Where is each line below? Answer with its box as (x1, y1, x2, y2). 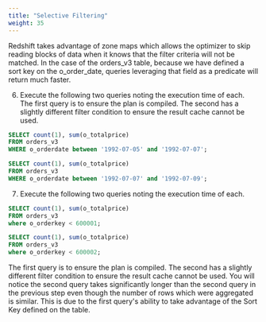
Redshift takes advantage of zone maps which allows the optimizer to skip (8, 41, 251, 50)
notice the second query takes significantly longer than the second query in (8, 280, 256, 289)
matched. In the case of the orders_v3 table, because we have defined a (8, 57, 245, 68)
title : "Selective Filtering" (8, 11, 109, 20)
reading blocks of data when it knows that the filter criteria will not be (8, 49, 236, 59)
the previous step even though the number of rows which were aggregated (8, 288, 254, 297)
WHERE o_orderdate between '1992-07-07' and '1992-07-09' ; (8, 174, 208, 183)
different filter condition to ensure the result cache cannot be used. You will (8, 271, 256, 281)
